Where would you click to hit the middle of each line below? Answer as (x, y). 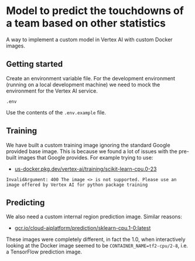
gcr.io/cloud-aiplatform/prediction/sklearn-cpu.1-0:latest (83, 228)
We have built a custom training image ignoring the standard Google (88, 145)
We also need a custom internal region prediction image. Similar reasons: (94, 217)
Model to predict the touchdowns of (95, 11)
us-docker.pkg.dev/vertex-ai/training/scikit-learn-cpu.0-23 (85, 169)
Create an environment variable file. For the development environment (91, 78)
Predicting (25, 203)
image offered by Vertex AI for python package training (77, 185)
